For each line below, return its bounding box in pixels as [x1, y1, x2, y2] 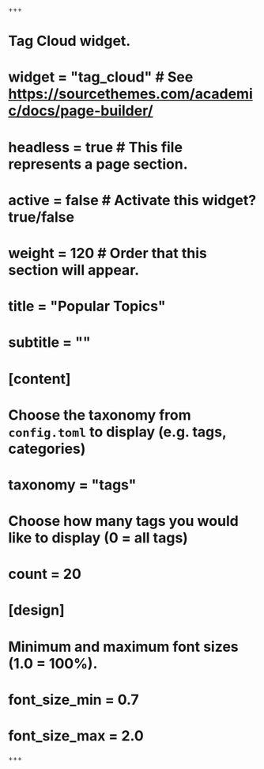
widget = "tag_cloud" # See [8, 68, 194, 86]
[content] [8, 370, 71, 388]
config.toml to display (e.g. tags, [8, 423, 227, 440]
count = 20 [8, 565, 81, 583]
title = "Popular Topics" [8, 298, 166, 315]
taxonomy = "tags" [8, 476, 137, 493]
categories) [8, 440, 86, 458]
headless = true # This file [8, 138, 183, 156]
